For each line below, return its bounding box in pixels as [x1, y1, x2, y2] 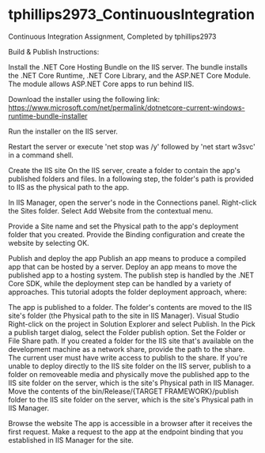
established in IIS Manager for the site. [8, 435, 134, 444]
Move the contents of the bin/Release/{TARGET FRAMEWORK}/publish [8, 386, 239, 396]
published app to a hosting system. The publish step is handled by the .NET [8, 270, 255, 280]
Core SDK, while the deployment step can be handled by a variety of [8, 278, 232, 288]
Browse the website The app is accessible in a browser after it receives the [8, 418, 253, 428]
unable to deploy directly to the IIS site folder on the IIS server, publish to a [8, 361, 252, 371]
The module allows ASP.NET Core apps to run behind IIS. [8, 79, 195, 89]
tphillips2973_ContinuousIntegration [8, 6, 256, 24]
